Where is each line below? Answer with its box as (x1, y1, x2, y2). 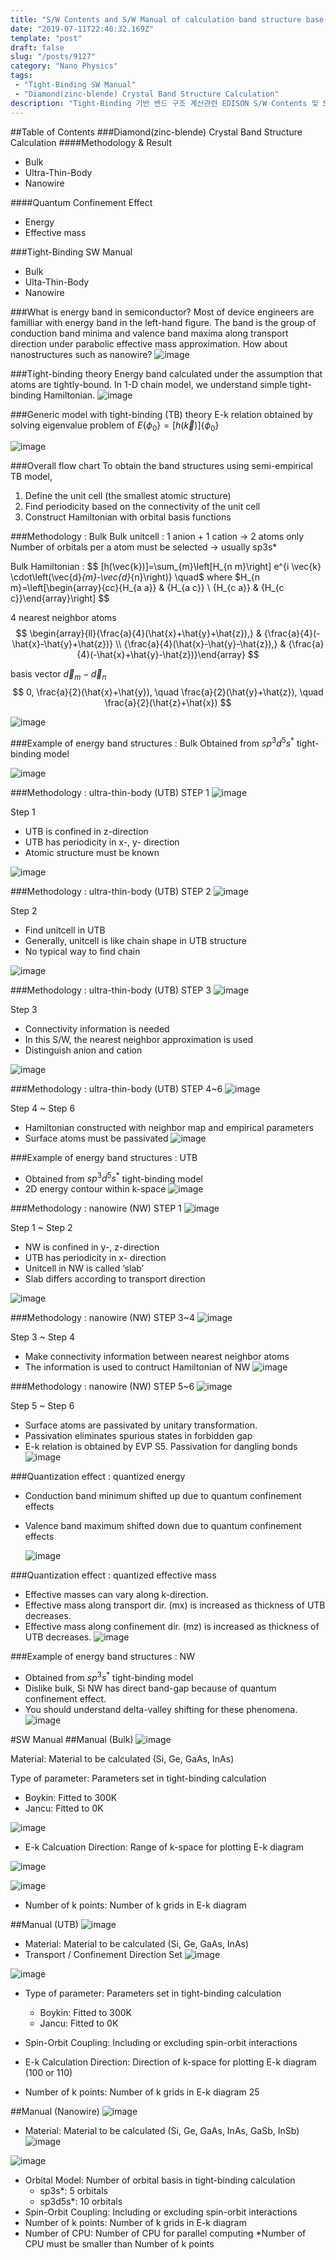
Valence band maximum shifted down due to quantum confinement (24, 1520, 302, 1532)
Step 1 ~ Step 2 (10, 1222, 73, 1234)
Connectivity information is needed (24, 1022, 170, 1035)
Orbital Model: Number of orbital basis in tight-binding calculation (24, 2174, 296, 2186)
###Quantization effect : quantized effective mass (10, 1569, 217, 1581)
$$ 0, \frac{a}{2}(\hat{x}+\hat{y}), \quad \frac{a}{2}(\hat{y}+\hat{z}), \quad (12, 686, 324, 698)
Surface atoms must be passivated (24, 1132, 169, 1144)
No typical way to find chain (24, 945, 141, 957)
